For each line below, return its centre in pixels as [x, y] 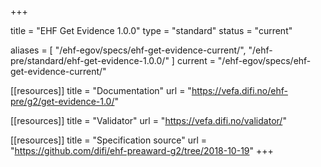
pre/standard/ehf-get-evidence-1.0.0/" [90, 60]
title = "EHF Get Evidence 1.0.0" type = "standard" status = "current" [151, 30]
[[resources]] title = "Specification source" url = [109, 140]
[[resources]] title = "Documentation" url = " [101, 90]
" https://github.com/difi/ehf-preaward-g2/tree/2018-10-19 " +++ [142, 150]
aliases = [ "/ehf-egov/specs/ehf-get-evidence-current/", [128, 50]
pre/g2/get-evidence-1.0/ [62, 101]
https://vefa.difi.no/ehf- [239, 90]
